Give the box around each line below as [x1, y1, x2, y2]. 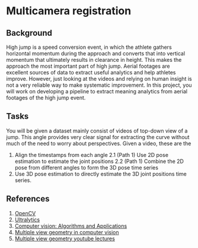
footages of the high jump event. [6, 94, 86, 101]
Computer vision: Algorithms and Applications [14, 222, 127, 230]
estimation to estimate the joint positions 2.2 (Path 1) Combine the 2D [14, 158, 184, 165]
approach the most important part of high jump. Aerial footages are [6, 62, 170, 70]
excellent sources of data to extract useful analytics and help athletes [6, 69, 176, 76]
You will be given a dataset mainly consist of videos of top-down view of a [6, 127, 188, 134]
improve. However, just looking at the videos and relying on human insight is [6, 76, 193, 82]
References [6, 194, 50, 204]
